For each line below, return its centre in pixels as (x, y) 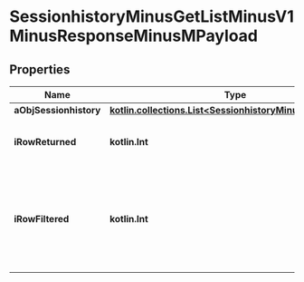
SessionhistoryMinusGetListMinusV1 (152, 17)
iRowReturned (45, 142)
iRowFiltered (42, 219)
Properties (40, 69)
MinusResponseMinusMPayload (133, 36)
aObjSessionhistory (57, 110)
